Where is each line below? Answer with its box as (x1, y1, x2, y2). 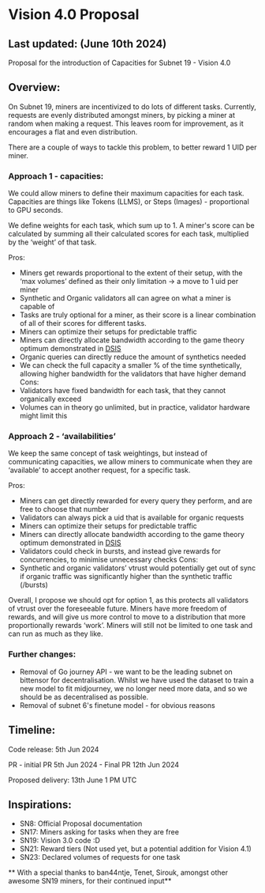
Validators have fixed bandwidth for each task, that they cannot (19, 386, 226, 395)
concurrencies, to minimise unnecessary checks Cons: (19, 555, 199, 565)
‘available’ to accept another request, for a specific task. (8, 465, 191, 475)
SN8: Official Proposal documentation (19, 819, 143, 828)
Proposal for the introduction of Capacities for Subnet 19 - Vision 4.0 (8, 58, 231, 67)
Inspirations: (8, 797, 73, 812)
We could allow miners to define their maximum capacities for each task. (8, 188, 244, 199)
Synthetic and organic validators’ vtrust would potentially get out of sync (19, 563, 256, 573)
